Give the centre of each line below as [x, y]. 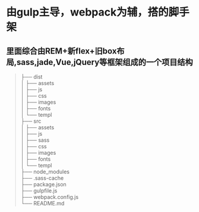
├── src [31, 121]
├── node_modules [45, 172]
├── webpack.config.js [50, 197]
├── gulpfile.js [39, 191]
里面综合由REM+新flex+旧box [61, 51]
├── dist [31, 77]
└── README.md [42, 203]
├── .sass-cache [42, 178]
